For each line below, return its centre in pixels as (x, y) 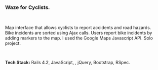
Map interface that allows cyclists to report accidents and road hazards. (78, 28)
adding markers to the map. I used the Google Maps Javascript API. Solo (79, 38)
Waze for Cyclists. (28, 7)
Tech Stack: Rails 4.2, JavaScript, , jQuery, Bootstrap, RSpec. (68, 63)
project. (13, 43)
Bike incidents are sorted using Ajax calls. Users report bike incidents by (79, 33)
